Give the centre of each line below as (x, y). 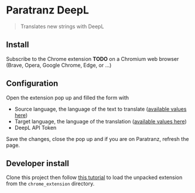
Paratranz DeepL (48, 10)
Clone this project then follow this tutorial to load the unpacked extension (94, 178)
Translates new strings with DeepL (62, 26)
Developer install (37, 163)
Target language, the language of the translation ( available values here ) (101, 121)
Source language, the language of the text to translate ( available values (100, 109)
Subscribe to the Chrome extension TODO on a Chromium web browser (93, 58)
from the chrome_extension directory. (50, 184)
